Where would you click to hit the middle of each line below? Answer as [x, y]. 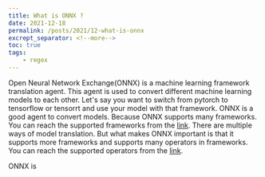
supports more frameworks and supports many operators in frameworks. [128, 142]
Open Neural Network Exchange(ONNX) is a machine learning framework [129, 83]
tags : [17, 53]
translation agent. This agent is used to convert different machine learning [130, 91]
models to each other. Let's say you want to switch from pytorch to [119, 100]
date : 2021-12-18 [37, 23]
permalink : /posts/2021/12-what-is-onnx [77, 30]
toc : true [25, 45]
